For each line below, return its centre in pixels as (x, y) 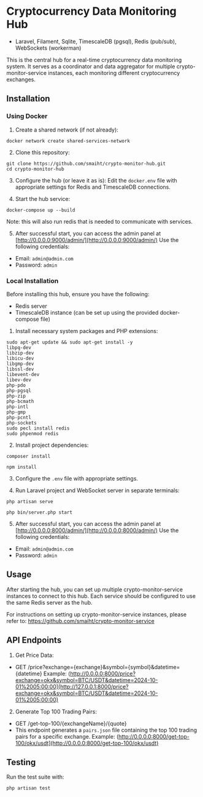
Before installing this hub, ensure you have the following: (78, 294)
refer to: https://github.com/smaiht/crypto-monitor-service (80, 621)
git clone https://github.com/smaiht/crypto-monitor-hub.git (86, 163)
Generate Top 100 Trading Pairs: (56, 712)
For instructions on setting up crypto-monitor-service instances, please (97, 614)
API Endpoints (34, 640)
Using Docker (27, 116)
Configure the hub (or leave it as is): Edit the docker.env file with (96, 180)
